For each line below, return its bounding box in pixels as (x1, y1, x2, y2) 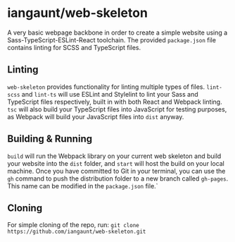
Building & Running (7, 133, 93, 145)
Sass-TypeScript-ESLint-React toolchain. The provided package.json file (7, 35, 217, 44)
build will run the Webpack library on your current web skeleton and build (7, 152, 222, 160)
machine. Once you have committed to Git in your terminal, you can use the (7, 167, 226, 175)
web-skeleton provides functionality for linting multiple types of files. (7, 83, 205, 91)
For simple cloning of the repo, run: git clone (7, 221, 139, 229)
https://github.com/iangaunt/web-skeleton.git (7, 228, 146, 236)
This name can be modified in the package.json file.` (7, 181, 158, 190)
